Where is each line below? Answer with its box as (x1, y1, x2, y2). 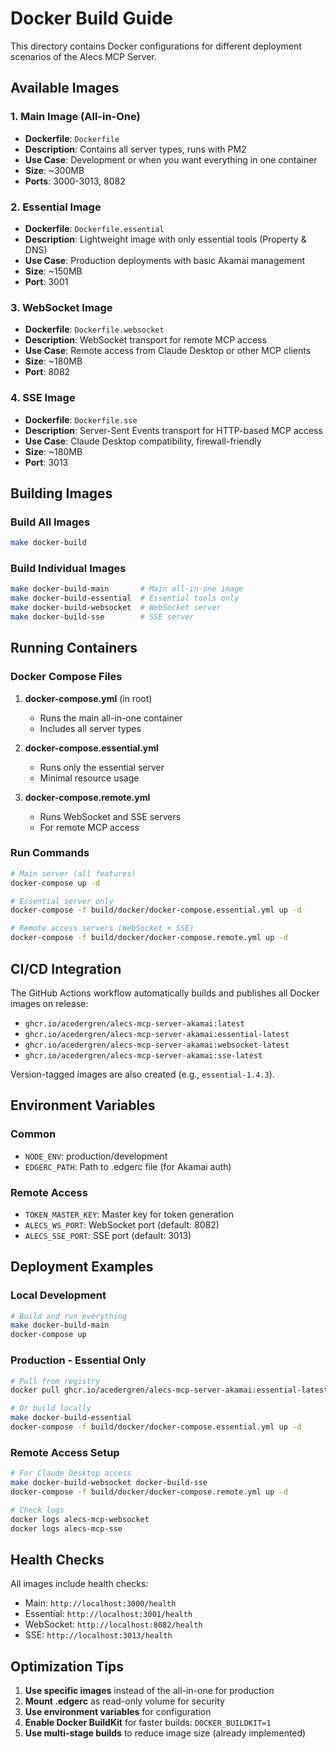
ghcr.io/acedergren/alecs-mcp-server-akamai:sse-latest (24, 1050, 263, 1061)
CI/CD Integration (10, 960, 122, 977)
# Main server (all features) (10, 868, 137, 879)
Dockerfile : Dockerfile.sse (24, 413, 138, 426)
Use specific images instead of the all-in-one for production (24, 1685, 275, 1697)
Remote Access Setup (10, 1445, 120, 1459)
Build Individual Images (10, 562, 127, 575)
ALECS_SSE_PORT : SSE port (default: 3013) (24, 1229, 192, 1241)
